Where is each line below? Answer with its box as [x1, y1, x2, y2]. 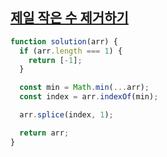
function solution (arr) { [10, 36, 118, 47]
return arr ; [19, 128, 70, 138]
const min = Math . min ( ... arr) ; [19, 83, 150, 93]
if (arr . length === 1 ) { [19, 46, 123, 56]
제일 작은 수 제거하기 [10, 9, 129, 27]
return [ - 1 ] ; [28, 55, 83, 65]
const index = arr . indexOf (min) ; [19, 92, 159, 102]
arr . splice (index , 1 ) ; [19, 110, 114, 120]
